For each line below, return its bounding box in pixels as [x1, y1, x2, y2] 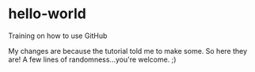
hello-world [8, 5, 87, 23]
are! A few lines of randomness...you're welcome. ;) [8, 55, 177, 64]
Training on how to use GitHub [8, 31, 108, 40]
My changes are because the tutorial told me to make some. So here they [8, 46, 248, 55]
